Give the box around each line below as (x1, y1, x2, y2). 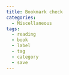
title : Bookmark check (6, 8, 63, 15)
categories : (6, 15, 36, 21)
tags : (6, 25, 20, 32)
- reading (11, 31, 36, 37)
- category (11, 54, 39, 60)
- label (11, 43, 31, 49)
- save (11, 59, 28, 65)
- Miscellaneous (11, 20, 52, 26)
